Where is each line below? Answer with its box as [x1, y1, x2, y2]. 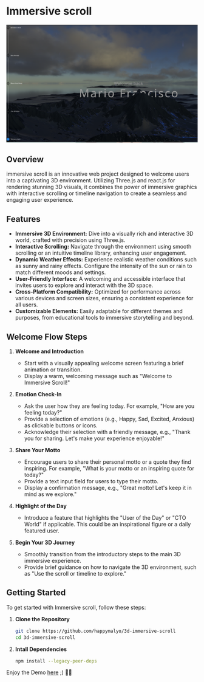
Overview [6, 154, 44, 165]
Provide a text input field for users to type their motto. [24, 477, 159, 484]
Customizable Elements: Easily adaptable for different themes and [15, 308, 183, 315]
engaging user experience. [6, 196, 74, 204]
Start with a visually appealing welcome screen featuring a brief [24, 359, 184, 367]
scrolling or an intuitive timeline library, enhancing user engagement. [15, 249, 187, 257]
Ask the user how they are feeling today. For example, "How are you [24, 402, 195, 410]
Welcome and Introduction [15, 348, 84, 355]
